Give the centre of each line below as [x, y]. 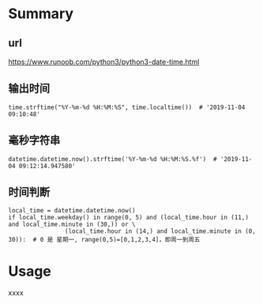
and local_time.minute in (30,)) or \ [72, 225]
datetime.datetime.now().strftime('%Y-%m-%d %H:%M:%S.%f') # [113, 159]
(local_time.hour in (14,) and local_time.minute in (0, [160, 231]
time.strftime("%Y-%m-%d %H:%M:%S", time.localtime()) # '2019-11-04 [127, 107]
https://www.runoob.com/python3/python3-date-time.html [104, 62]
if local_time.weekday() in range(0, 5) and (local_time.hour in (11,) [128, 218]
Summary [41, 14]
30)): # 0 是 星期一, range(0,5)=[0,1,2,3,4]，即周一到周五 [104, 240]
